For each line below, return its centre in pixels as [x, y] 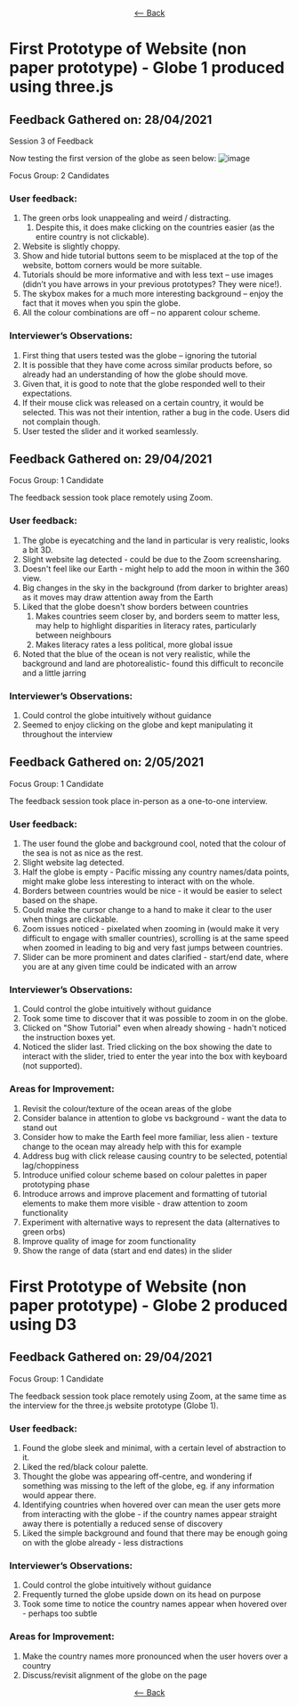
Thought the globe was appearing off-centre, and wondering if [137, 1476]
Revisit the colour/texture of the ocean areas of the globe [127, 1108]
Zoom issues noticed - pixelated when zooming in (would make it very [151, 929]
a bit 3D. [37, 550]
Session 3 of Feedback [51, 141]
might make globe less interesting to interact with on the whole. [138, 882]
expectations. [47, 393]
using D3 [43, 1324]
